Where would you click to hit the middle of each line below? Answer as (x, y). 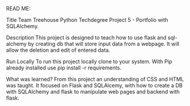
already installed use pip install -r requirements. (64, 68)
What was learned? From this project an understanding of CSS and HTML (95, 79)
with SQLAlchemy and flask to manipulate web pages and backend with (93, 92)
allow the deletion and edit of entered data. (58, 50)
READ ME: (19, 9)
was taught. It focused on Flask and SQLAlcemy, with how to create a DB (94, 85)
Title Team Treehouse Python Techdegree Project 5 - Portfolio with (87, 20)
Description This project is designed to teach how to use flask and (86, 37)
